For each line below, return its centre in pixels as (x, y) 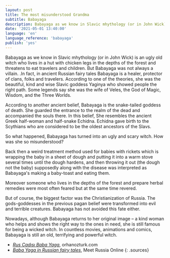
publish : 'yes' (21, 43)
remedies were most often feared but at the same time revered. (71, 188)
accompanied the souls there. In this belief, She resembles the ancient (78, 116)
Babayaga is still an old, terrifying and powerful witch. (61, 235)
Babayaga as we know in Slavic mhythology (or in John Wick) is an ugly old (84, 57)
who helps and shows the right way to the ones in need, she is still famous (83, 224)
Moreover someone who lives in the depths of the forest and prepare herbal (84, 182)
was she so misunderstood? (35, 141)
